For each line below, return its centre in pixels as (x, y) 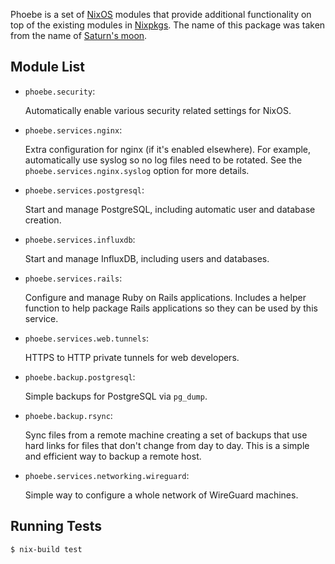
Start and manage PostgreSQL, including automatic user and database (170, 209)
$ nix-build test (46, 549)
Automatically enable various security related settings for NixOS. (158, 110)
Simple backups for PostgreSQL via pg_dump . (116, 396)
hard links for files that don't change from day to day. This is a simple (167, 445)
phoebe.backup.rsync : (68, 415)
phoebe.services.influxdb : (80, 239)
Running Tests (56, 526)
